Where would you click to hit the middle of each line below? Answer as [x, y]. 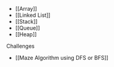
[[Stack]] [26, 21]
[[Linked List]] [33, 15]
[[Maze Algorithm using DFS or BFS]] [62, 58]
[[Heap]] [26, 34]
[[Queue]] [27, 28]
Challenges [20, 46]
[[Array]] [26, 9]
